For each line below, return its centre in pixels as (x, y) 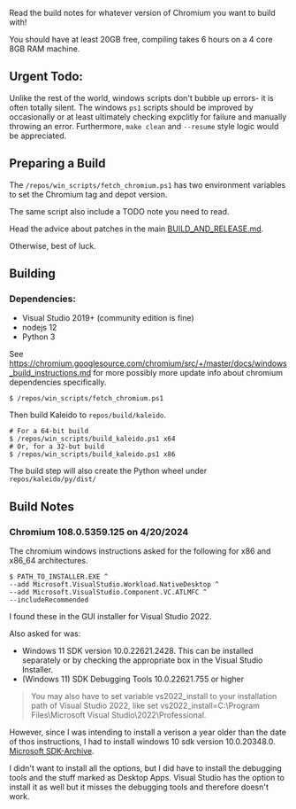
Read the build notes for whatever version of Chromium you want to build (142, 13)
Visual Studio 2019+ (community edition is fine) (108, 318)
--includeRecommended (49, 600)
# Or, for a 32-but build (57, 447)
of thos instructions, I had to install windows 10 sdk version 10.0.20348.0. (142, 742)
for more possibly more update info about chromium (187, 373)
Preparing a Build (57, 163)
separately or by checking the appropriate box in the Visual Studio (142, 660)
